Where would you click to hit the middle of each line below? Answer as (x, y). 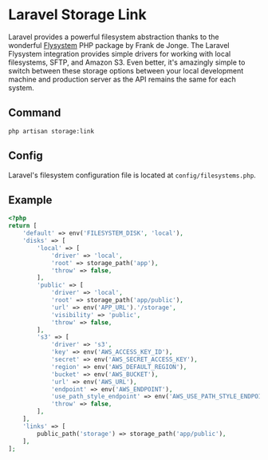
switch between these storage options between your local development (126, 70)
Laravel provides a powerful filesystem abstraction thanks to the (114, 37)
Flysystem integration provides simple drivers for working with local (120, 54)
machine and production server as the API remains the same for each (122, 79)
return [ (23, 226)
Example (30, 200)
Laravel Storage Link (77, 15)
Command (35, 113)
